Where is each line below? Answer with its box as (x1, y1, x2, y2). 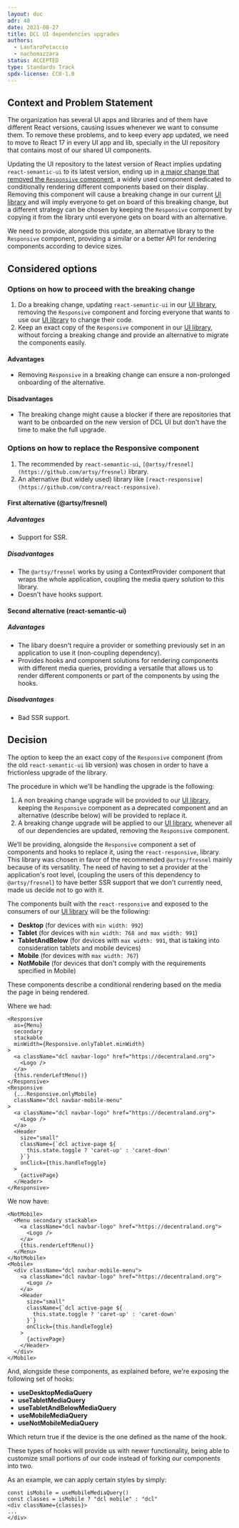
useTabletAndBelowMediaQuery (17, 1403, 117, 1412)
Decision (7, 734, 48, 746)
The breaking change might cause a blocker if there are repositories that (17, 410, 231, 419)
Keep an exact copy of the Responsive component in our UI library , (17, 323, 213, 331)
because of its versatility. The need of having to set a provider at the (7, 862, 208, 872)
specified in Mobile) (17, 966, 76, 975)
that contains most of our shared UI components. (7, 146, 152, 154)
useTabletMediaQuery (17, 1396, 86, 1404)
